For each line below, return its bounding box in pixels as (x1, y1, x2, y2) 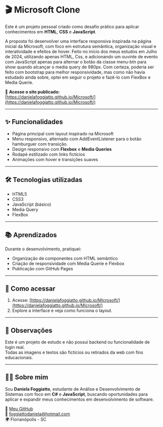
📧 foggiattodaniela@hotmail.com (5, 411, 70, 417)
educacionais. (5, 355, 33, 360)
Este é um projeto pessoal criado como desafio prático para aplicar (5, 23, 140, 30)
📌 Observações (5, 326, 52, 334)
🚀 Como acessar (5, 284, 56, 293)
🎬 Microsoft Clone (5, 4, 81, 16)
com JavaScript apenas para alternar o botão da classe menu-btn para (5, 59, 147, 65)
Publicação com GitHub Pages (12, 266, 73, 272)
